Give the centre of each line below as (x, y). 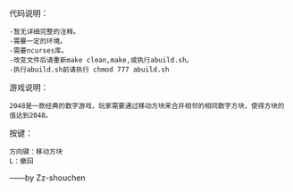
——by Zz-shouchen (48, 178)
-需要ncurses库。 (39, 51)
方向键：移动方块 (36, 152)
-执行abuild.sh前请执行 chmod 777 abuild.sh (89, 70)
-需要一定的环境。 (38, 41)
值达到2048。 (31, 115)
